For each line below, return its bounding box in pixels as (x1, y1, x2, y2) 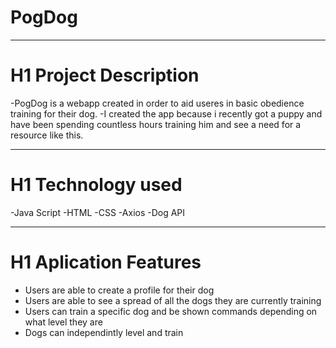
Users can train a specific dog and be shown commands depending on (24, 305, 318, 317)
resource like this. (10, 129, 84, 141)
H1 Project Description (10, 64, 200, 87)
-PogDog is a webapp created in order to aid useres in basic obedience (10, 97, 305, 109)
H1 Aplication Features (10, 251, 202, 273)
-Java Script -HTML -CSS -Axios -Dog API (10, 206, 186, 218)
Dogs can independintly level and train (24, 326, 184, 338)
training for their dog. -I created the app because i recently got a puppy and (10, 107, 323, 120)
